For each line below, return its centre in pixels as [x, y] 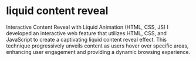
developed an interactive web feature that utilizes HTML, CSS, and [87, 33]
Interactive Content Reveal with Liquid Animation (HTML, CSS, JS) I [87, 27]
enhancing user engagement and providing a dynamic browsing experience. [98, 52]
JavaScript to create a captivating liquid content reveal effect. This [87, 39]
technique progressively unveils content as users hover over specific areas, [97, 46]
